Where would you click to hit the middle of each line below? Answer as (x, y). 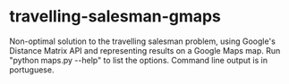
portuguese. (32, 70)
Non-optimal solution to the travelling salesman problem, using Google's (142, 41)
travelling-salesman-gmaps (115, 17)
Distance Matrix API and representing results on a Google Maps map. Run (145, 50)
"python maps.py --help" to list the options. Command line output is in (139, 60)
